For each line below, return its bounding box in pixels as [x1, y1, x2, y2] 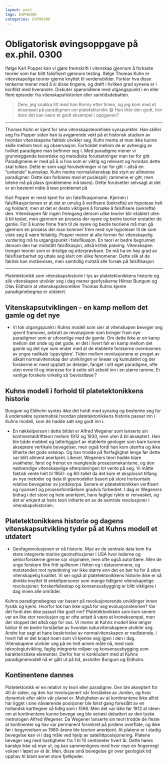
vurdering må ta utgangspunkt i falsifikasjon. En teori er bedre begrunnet [5, 237, 155, 243]
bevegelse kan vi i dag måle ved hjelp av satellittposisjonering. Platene [5, 732, 150, 738]
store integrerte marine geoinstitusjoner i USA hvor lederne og [12, 551, 141, 557]
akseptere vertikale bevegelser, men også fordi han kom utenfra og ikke [12, 443, 160, 450]
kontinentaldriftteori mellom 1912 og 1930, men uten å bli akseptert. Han [12, 433, 160, 439]
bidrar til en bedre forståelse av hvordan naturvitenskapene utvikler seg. [5, 624, 154, 630]
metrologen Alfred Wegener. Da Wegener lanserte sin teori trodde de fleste [5, 716, 160, 722]
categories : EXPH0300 [5, 16, 50, 21]
